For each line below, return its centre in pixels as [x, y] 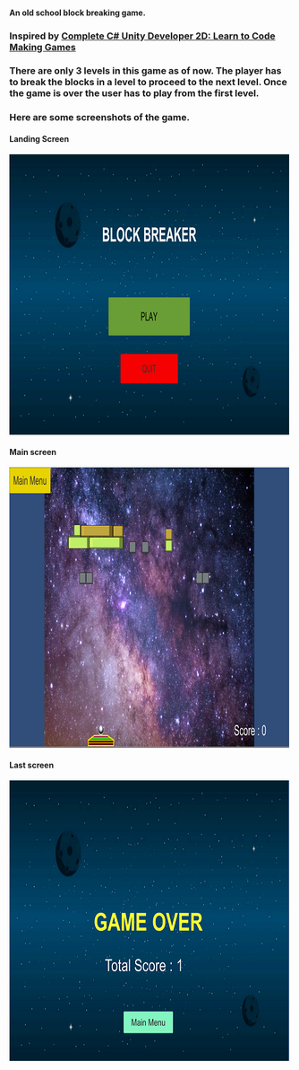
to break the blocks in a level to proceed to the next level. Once [149, 83]
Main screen [33, 452]
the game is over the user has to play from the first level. [134, 93]
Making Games [43, 47]
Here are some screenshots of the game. [100, 118]
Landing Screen [39, 138]
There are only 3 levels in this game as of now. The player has [145, 71]
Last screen [32, 765]
